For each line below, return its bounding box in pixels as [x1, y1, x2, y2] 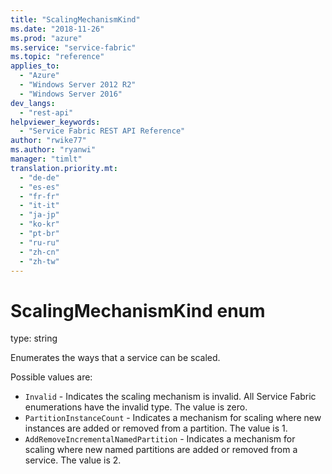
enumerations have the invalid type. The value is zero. [24, 401, 248, 413]
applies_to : [10, 61, 60, 71]
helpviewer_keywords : [10, 117, 101, 127]
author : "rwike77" [10, 136, 87, 146]
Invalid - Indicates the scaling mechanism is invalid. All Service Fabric [24, 391, 317, 403]
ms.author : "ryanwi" [10, 145, 97, 155]
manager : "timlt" [10, 154, 83, 164]
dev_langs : [10, 98, 56, 108]
